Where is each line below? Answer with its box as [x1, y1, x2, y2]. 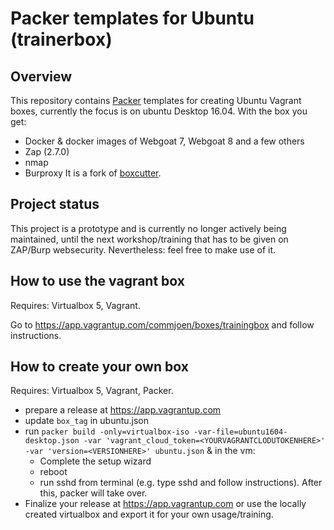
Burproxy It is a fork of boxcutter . [24, 167, 162, 179]
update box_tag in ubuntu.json [24, 415, 150, 427]
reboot [39, 466, 68, 478]
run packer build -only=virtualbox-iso [24, 425, 190, 437]
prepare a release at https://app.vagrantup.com [24, 404, 222, 416]
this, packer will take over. [39, 487, 148, 499]
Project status [10, 196, 100, 213]
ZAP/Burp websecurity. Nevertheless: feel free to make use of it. [10, 243, 277, 256]
